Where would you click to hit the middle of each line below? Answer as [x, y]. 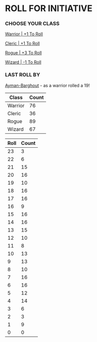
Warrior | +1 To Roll [24, 34]
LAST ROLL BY [23, 75]
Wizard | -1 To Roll [23, 62]
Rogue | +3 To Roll [24, 53]
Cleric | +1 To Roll [23, 44]
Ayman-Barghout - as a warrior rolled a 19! [48, 85]
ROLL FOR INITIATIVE [49, 8]
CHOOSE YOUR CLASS [32, 24]
